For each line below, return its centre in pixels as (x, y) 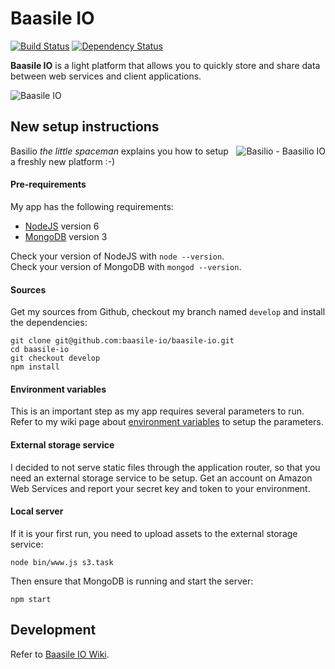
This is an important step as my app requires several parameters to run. (157, 411)
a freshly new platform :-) (63, 161)
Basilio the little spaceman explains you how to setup (119, 151)
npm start (31, 599)
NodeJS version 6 (62, 226)
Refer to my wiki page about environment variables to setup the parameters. (167, 422)
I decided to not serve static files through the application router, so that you (165, 467)
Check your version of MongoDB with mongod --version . (126, 266)
